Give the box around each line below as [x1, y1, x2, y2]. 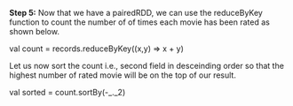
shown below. [9, 26, 60, 36]
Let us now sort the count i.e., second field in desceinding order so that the [9, 61, 284, 71]
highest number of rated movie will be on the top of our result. [9, 70, 237, 80]
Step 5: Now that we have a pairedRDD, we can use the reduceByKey [9, 8, 264, 18]
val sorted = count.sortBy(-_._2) [9, 87, 126, 97]
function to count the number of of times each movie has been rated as [9, 17, 271, 27]
